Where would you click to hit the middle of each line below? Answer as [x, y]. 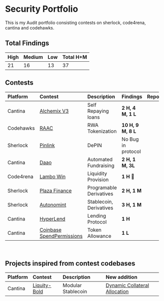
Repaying [98, 111]
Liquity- [42, 285]
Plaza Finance [56, 191]
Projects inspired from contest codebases [70, 263]
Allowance [99, 236]
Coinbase [51, 230]
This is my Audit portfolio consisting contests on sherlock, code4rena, [75, 23]
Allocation [117, 292]
